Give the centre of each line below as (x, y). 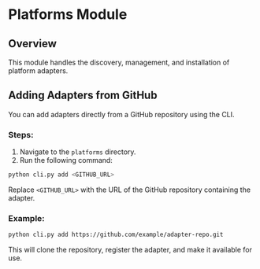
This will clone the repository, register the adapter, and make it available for (130, 250)
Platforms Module (68, 15)
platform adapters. (38, 71)
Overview (33, 44)
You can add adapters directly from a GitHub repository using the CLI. (121, 114)
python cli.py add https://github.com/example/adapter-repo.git (116, 235)
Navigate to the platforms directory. (78, 152)
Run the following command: (66, 160)
